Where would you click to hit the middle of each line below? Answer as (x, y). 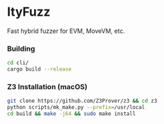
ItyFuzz (29, 12)
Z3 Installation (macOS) (47, 86)
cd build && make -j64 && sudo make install (71, 114)
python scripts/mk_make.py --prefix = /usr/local (76, 108)
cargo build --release (39, 69)
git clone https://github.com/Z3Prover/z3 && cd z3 (82, 101)
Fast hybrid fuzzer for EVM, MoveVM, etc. (66, 31)
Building (21, 49)
